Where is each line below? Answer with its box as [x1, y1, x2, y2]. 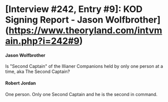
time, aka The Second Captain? [5, 68, 70, 74]
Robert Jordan [5, 80, 36, 86]
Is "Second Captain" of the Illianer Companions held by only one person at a [5, 63, 163, 69]
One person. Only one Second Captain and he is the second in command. [5, 91, 157, 97]
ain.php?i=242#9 [5, 35, 79, 47]
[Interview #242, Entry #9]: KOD [5, 3, 143, 15]
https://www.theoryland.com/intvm [9, 25, 162, 36]
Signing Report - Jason [5, 14, 104, 25]
